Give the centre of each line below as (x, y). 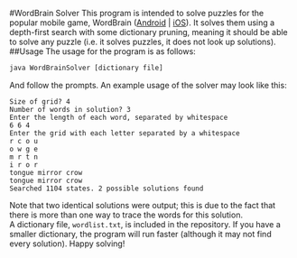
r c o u (24, 141)
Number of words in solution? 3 (70, 109)
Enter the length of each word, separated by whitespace (119, 117)
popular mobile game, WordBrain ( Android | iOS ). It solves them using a (142, 23)
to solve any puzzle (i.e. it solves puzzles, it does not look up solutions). (143, 41)
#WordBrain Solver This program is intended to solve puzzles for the (137, 13)
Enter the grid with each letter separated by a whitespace (125, 133)
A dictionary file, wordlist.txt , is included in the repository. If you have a (145, 224)
